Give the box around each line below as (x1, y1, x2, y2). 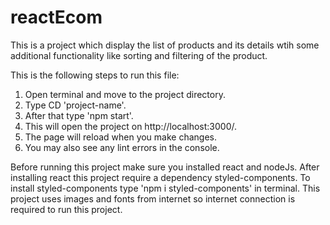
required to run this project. (10, 203, 123, 215)
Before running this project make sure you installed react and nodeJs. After (10, 161, 320, 173)
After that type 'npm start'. (24, 109, 134, 121)
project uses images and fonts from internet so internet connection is (10, 192, 296, 205)
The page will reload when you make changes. (24, 131, 218, 143)
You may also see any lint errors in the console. (24, 141, 220, 153)
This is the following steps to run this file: (10, 69, 180, 81)
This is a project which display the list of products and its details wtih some (10, 39, 320, 51)
